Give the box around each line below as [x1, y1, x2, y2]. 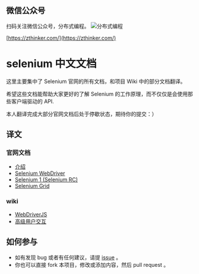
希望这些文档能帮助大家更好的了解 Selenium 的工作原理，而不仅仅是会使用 [6, 90, 188, 97]
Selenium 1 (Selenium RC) [14, 176, 78, 183]
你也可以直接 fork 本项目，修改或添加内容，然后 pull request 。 [14, 261, 169, 268]
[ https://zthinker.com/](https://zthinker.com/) [6, 34, 116, 42]
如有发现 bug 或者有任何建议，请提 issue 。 [14, 254, 122, 261]
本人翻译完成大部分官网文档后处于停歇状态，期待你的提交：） [6, 110, 157, 117]
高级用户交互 [14, 218, 46, 225]
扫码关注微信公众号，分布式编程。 [6, 23, 90, 30]
